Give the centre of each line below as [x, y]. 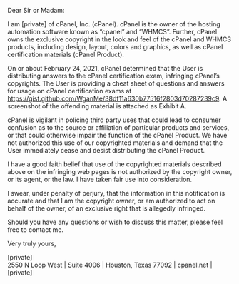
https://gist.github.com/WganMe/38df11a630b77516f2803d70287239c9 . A [117, 98]
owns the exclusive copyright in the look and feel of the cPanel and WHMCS [119, 39]
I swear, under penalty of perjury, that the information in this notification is [116, 193]
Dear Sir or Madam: [36, 10]
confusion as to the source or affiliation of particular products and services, [118, 127]
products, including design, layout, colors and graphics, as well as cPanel [115, 47]
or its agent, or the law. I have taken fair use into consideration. [100, 179]
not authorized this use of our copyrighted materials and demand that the [115, 143]
